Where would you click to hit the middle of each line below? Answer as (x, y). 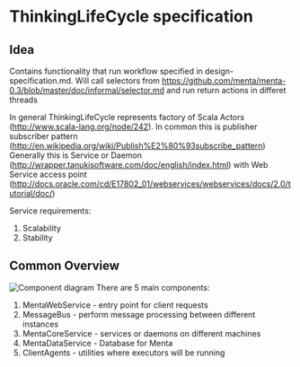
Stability (37, 238)
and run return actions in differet (226, 90)
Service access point (48, 174)
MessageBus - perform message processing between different (139, 314)
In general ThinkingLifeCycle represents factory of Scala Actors (127, 117)
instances (40, 324)
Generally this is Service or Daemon (75, 155)
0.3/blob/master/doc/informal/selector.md (87, 90)
